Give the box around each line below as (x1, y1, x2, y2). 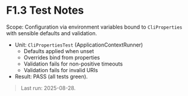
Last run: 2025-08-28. (20, 84, 76, 91)
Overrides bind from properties (23, 54, 100, 61)
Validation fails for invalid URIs (23, 66, 98, 73)
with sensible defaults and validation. (6, 29, 97, 36)
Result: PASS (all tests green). (14, 73, 88, 80)
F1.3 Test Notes (6, 4, 84, 17)
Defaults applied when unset (23, 47, 94, 54)
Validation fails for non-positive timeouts (23, 60, 123, 67)
